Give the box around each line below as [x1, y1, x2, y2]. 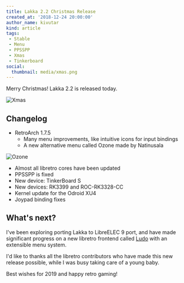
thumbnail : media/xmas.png [11, 69, 78, 75]
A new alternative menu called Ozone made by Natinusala [23, 142, 163, 149]
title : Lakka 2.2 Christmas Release [6, 8, 96, 15]
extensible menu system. [6, 241, 66, 248]
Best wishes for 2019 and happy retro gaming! [6, 270, 118, 277]
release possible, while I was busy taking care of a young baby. [6, 259, 160, 266]
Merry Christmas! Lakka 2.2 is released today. [6, 85, 118, 92]
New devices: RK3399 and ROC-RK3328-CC [14, 183, 123, 190]
